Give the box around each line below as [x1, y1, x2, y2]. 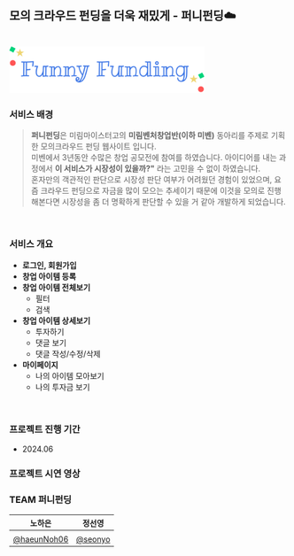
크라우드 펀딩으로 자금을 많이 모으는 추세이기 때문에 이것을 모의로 [40, 185, 266, 197]
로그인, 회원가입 [21, 259, 77, 270]
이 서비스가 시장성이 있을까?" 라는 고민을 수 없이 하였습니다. [54, 163, 261, 174]
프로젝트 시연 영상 [9, 467, 81, 480]
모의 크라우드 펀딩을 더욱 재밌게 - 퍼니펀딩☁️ [9, 8, 236, 24]
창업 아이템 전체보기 [21, 282, 91, 292]
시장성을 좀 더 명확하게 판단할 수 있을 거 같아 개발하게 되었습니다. [61, 197, 286, 207]
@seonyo [75, 534, 111, 544]
